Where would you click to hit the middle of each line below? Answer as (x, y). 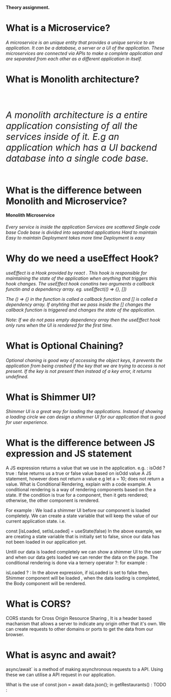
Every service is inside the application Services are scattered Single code (83, 227)
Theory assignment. (28, 7)
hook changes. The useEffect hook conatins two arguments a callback (80, 283)
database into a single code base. (77, 159)
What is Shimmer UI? (51, 397)
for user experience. (27, 422)
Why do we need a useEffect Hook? (82, 259)
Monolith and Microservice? (66, 201)
